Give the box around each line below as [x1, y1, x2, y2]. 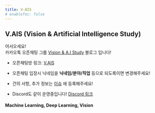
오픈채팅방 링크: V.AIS [12, 60, 55, 66]
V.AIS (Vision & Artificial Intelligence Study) [5, 30, 141, 38]
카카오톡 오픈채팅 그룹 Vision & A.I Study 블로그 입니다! [5, 49, 111, 55]
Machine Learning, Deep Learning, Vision [5, 102, 94, 108]
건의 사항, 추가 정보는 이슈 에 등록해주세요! [12, 81, 93, 87]
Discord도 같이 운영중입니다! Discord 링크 [12, 91, 93, 97]
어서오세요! [5, 44, 26, 49]
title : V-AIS [5, 7, 32, 12]
